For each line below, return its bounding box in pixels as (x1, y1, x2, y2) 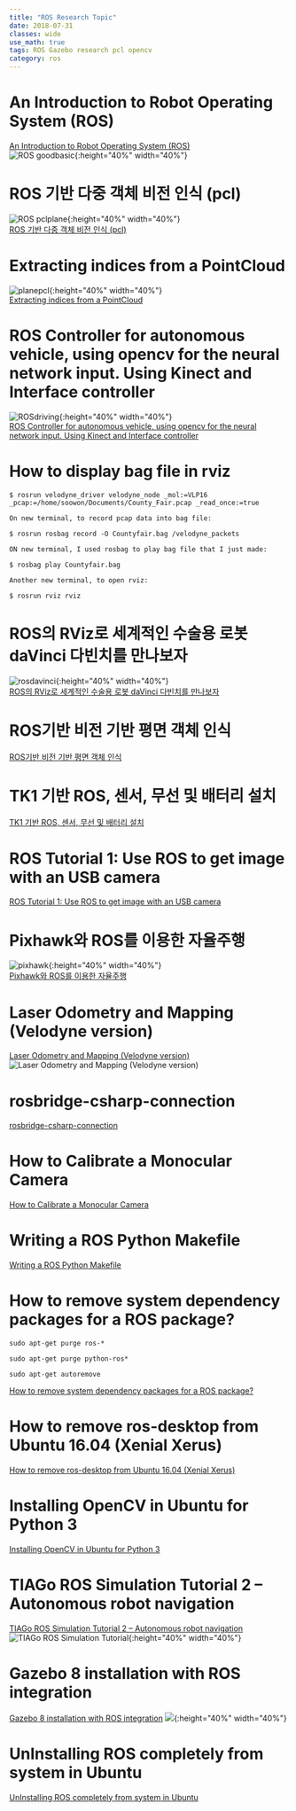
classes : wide (9, 29, 62, 38)
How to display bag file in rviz (9, 461, 231, 481)
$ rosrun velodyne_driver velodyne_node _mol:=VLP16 (9, 490, 208, 499)
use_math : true (9, 37, 66, 47)
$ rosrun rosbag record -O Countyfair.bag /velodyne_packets (9, 529, 240, 538)
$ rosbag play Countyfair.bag (9, 560, 121, 569)
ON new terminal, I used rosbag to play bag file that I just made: (9, 544, 268, 554)
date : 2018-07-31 (9, 21, 74, 30)
